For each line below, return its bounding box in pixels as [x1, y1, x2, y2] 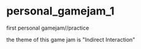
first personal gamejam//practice [6, 24, 90, 31]
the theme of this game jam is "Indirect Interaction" [6, 36, 135, 43]
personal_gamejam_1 [6, 4, 115, 18]
